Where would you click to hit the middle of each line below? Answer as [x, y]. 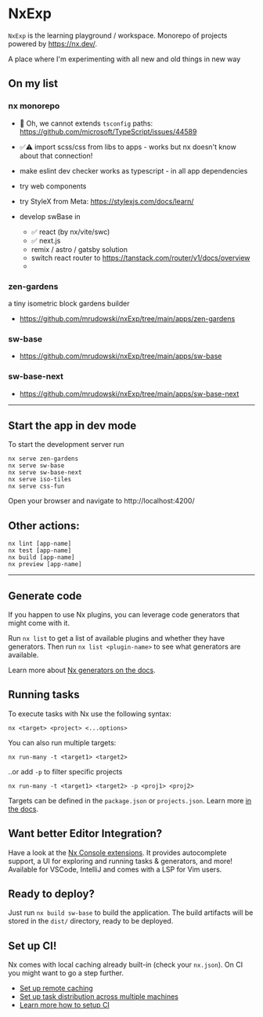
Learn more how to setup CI [64, 1005]
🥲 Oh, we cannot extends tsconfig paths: [86, 123]
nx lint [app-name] [40, 544]
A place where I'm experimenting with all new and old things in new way [124, 59]
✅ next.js [46, 240]
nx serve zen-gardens [43, 459]
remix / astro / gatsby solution [79, 249]
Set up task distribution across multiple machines [99, 997]
